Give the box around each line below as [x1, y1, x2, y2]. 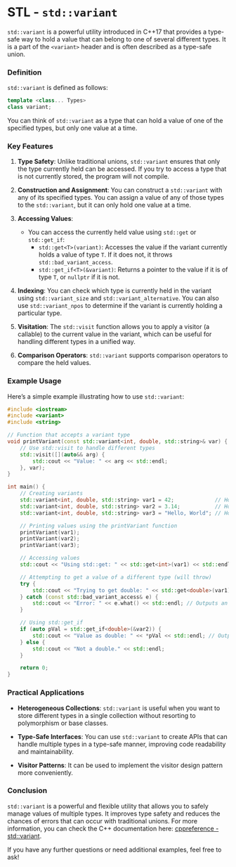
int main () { [7, 483, 46, 491]
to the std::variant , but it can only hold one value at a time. [17, 201, 192, 210]
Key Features [7, 141, 54, 151]
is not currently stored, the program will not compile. [17, 172, 170, 181]
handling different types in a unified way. [17, 338, 136, 346]
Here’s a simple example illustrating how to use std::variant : [7, 392, 185, 401]
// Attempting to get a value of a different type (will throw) [20, 574, 212, 581]
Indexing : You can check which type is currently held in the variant [17, 286, 212, 295]
